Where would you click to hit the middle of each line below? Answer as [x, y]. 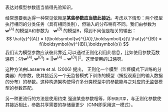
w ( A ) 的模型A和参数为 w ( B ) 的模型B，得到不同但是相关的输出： [71, 30]
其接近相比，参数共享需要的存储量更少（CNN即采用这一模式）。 [70, 105]
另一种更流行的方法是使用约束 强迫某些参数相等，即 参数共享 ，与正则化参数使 [83, 99]
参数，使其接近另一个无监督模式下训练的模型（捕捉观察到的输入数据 [92, 76]
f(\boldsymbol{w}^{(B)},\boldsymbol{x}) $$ [84, 44]
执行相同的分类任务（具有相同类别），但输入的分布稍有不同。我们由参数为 [81, 24]
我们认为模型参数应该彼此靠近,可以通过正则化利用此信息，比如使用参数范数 [82, 52]
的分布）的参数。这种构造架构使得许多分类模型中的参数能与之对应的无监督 [82, 82]
